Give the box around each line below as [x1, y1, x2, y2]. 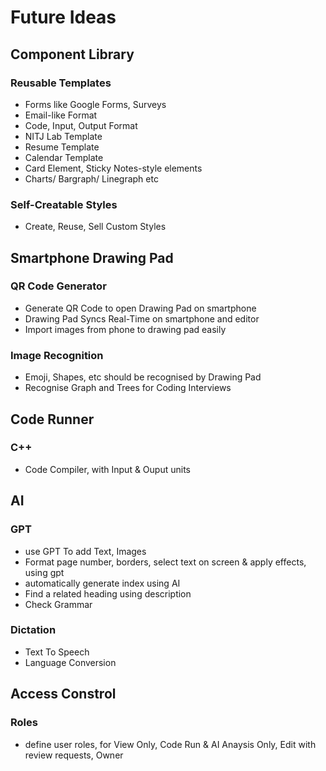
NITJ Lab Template [24, 130, 103, 142]
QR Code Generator [10, 279, 107, 293]
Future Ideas [10, 6, 117, 29]
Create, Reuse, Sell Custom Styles [24, 221, 167, 233]
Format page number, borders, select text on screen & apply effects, [24, 556, 307, 568]
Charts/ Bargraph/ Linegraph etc [24, 172, 159, 185]
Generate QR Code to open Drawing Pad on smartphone [24, 302, 257, 314]
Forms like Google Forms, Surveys [24, 98, 167, 110]
